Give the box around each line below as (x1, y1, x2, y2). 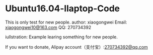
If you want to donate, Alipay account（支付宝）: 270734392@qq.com (5, 44, 148, 50)
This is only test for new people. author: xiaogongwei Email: (5, 19, 128, 25)
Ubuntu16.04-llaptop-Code (5, 3, 120, 14)
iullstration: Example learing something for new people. (5, 34, 118, 40)
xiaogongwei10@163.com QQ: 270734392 (5, 24, 91, 30)
